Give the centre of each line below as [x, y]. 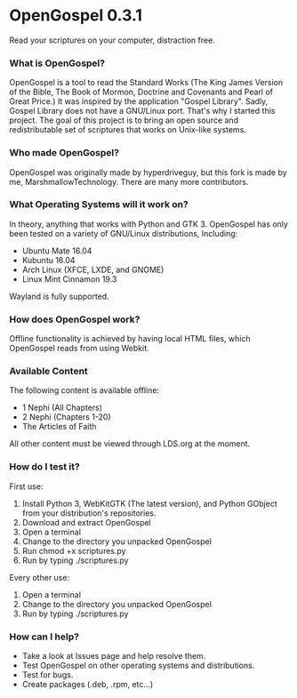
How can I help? [44, 637]
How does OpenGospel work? [75, 319]
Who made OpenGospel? [64, 153]
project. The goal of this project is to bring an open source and [124, 120]
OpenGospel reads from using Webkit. [79, 349]
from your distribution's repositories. [89, 513]
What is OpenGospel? [57, 63]
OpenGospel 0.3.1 [76, 16]
